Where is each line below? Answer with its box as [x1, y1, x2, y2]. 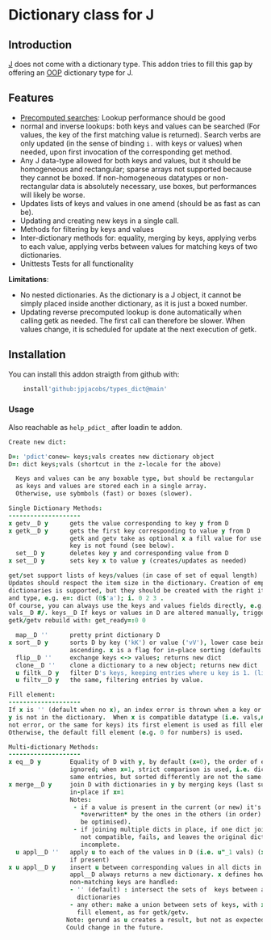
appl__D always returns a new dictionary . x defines [69, 870, 251, 879]
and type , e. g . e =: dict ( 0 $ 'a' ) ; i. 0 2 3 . [8, 594, 165, 602]
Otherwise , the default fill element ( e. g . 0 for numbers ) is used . [8, 728, 244, 736]
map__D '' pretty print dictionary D [15, 631, 161, 639]
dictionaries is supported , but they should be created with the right [8, 586, 254, 595]
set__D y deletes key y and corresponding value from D [15, 550, 229, 558]
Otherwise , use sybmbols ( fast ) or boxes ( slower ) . [15, 490, 194, 498]
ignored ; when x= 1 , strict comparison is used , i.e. [69, 765, 251, 773]
